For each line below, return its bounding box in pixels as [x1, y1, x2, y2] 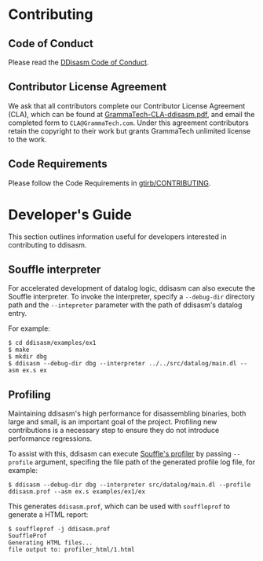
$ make [8, 346, 30, 354]
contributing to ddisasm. [8, 240, 87, 249]
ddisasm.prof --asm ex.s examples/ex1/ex [8, 488, 146, 496]
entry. [8, 309, 27, 318]
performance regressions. [8, 434, 93, 443]
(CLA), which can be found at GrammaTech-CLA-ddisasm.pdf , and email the [8, 109, 255, 119]
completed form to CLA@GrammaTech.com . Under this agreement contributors [8, 118, 249, 127]
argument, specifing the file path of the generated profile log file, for [35, 457, 256, 467]
